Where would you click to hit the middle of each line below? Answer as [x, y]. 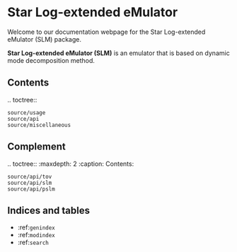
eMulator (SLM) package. [44, 39]
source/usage [27, 113]
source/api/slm [30, 183]
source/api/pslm [31, 189]
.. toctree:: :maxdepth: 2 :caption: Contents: [71, 164]
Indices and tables [49, 210]
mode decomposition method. [51, 60]
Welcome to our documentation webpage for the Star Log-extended [106, 32]
